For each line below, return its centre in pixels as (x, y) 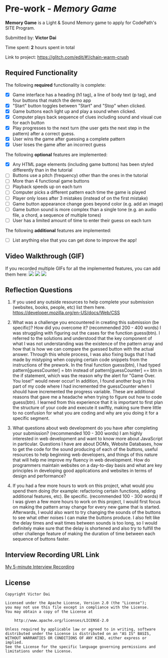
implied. (14, 642)
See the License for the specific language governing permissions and (80, 647)
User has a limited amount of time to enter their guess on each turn (82, 220)
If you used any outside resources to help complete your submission (83, 302)
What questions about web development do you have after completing (85, 428)
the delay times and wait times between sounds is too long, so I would (85, 523)
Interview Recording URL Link (52, 555)
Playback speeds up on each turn (47, 187)
